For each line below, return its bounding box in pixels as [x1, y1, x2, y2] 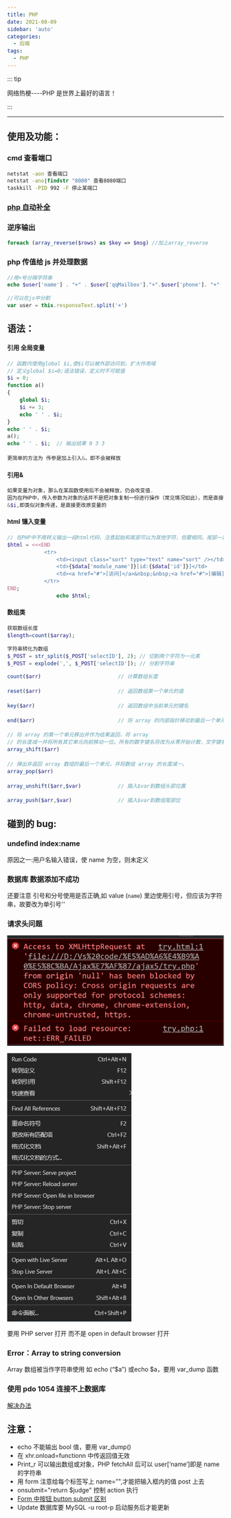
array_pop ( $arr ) [7, 768, 54, 775]
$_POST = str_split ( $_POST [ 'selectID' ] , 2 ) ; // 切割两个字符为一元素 [7, 652, 201, 659]
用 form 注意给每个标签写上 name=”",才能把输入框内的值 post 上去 [16, 1477, 205, 1486]
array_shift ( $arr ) [7, 746, 60, 753]
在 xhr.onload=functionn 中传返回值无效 [16, 1452, 130, 1460]
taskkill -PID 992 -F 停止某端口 [7, 185, 98, 192]
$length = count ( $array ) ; [7, 632, 76, 639]
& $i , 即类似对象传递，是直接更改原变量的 [7, 501, 107, 509]
